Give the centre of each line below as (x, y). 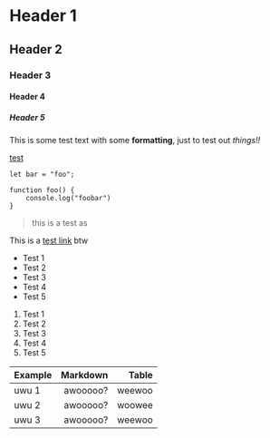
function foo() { (42, 190)
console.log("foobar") (68, 199)
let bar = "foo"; (42, 175)
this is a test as (59, 223)
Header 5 (27, 117)
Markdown (84, 375)
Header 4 (27, 97)
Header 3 (30, 75)
